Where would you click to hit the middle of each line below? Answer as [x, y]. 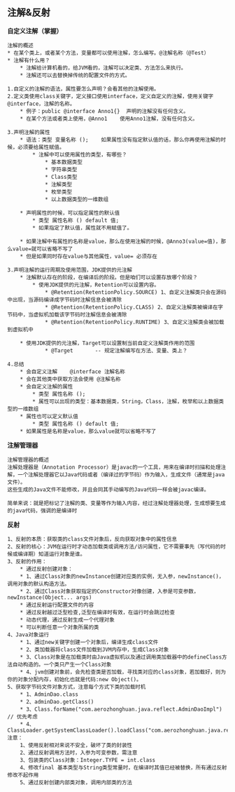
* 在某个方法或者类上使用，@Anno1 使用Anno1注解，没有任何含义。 [109, 119]
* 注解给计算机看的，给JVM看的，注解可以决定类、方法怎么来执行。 [103, 68]
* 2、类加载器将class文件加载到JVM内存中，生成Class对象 [94, 650]
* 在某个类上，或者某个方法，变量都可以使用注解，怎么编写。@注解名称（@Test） [108, 53]
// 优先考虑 [23, 717]
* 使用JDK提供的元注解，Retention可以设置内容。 [96, 285]
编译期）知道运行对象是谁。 [51, 554]
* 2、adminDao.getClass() [57, 702]
